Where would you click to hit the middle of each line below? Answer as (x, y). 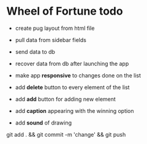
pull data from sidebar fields (51, 40)
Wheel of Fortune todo (65, 11)
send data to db (35, 52)
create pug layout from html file (55, 28)
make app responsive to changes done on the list (78, 75)
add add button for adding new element (66, 99)
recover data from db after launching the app (72, 63)
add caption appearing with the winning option (74, 110)
